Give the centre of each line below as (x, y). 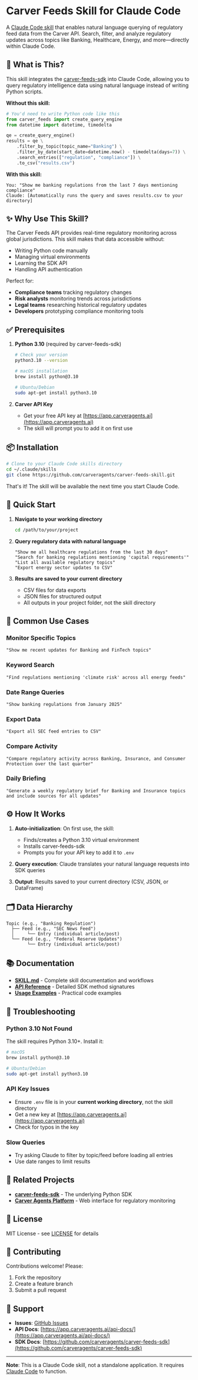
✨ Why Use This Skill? (47, 219)
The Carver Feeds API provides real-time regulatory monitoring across (91, 233)
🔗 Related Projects (40, 1180)
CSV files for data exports (55, 590)
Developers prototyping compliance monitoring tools (79, 311)
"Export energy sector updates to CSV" (64, 568)
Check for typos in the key (47, 1127)
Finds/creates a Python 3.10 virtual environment (81, 840)
